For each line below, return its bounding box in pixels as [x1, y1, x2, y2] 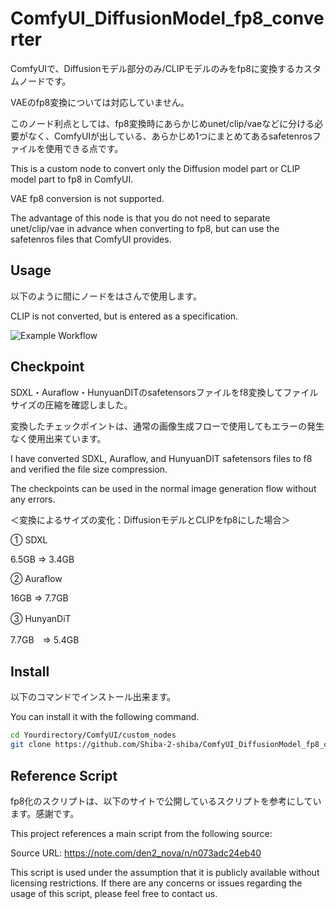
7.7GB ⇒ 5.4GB [10, 633, 80, 646]
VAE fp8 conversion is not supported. [10, 192, 165, 204]
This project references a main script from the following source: [10, 827, 273, 839]
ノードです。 [18, 75, 72, 87]
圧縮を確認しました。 [44, 398, 133, 411]
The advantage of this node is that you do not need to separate [10, 212, 271, 224]
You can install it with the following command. [10, 711, 200, 723]
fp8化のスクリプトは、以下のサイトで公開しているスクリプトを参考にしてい [10, 795, 322, 807]
